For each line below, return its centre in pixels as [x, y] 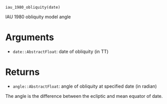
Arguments [30, 37]
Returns [22, 72]
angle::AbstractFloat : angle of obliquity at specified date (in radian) [85, 86]
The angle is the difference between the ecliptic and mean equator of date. [84, 96]
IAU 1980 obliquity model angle [38, 17]
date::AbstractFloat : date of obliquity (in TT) [61, 51]
